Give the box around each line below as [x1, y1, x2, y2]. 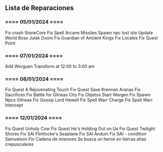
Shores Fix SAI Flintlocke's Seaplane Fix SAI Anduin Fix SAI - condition [5, 130, 147, 136]
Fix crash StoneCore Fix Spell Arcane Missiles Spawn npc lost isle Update [5, 29, 153, 36]
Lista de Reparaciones [5, 4, 74, 12]
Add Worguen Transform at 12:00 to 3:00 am [5, 63, 95, 69]
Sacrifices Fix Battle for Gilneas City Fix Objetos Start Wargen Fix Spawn [5, 92, 151, 98]
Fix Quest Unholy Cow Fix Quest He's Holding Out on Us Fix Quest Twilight [5, 126, 156, 131]
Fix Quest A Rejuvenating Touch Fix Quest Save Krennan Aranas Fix [5, 87, 141, 92]
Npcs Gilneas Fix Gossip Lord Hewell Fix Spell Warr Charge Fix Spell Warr [5, 97, 153, 103]
